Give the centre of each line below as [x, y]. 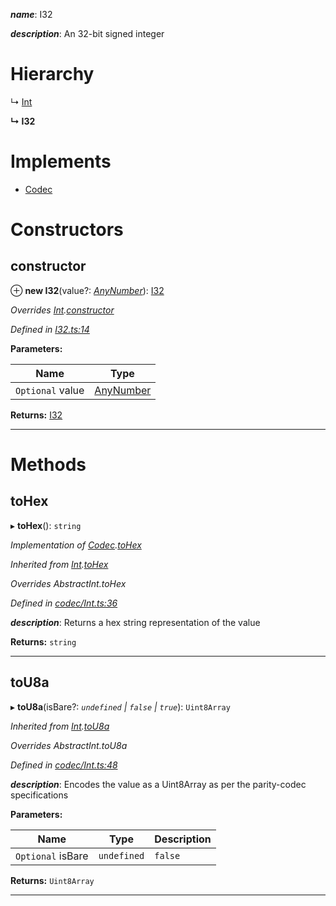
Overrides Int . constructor [62, 310]
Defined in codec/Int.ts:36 [64, 603]
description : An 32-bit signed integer [87, 33]
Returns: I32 [36, 415]
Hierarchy [52, 74]
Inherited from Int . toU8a [60, 726]
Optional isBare [52, 856]
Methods [48, 465]
